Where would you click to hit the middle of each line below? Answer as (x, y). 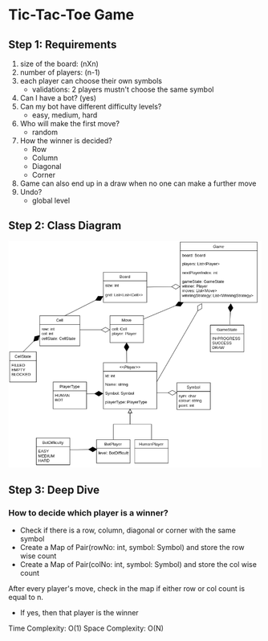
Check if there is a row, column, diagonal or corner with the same (128, 530)
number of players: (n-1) (60, 72)
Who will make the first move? (70, 123)
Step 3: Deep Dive (54, 489)
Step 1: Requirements (63, 45)
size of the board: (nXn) (59, 64)
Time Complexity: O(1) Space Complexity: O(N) (86, 628)
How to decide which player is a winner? (88, 512)
